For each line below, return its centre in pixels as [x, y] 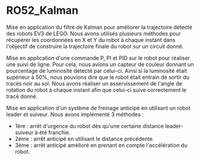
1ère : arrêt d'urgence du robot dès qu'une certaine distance [89, 126]
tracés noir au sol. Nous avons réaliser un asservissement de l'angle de [94, 83]
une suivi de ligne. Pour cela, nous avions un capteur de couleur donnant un [100, 64]
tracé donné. [22, 96]
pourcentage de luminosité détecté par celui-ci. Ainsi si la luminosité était [97, 70]
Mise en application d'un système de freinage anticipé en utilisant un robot [98, 108]
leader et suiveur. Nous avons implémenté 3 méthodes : [75, 114]
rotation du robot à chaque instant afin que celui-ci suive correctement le [96, 90]
